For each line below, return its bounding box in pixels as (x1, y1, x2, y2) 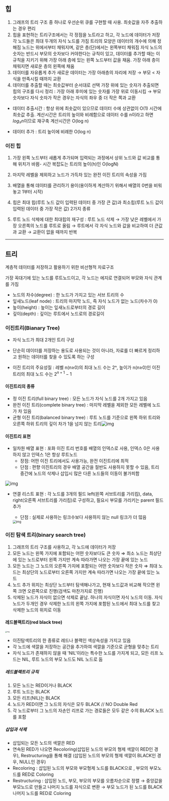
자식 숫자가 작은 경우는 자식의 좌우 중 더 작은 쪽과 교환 (30, 95, 136, 101)
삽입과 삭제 (5, 726, 27, 732)
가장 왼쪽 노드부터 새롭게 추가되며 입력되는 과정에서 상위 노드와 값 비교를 (12, 155, 155, 161)
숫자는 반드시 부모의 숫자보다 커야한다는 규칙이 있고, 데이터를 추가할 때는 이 (12, 50, 160, 56)
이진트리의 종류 (5, 383, 35, 389)
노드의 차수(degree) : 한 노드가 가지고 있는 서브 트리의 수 (12, 291, 124, 298)
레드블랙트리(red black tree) (5, 619, 63, 625)
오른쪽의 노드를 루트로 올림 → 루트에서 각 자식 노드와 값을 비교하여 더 (18, 223, 153, 229)
